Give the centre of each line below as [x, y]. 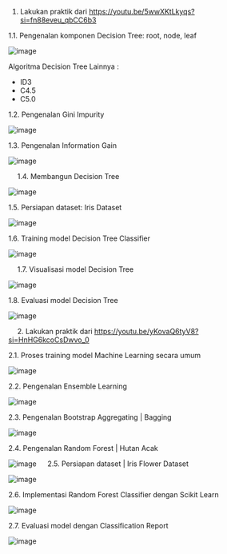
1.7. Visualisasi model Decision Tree [76, 269]
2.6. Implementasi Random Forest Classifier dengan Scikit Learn [113, 494]
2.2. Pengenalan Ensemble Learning [68, 386]
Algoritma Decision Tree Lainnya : [64, 66]
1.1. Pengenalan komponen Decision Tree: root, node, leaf [103, 36]
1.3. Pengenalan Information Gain [63, 145]
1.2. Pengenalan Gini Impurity [56, 114]
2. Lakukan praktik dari [55, 331]
